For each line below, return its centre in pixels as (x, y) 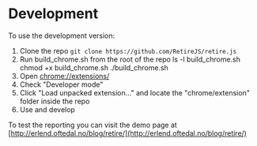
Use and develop (47, 109)
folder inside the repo (55, 101)
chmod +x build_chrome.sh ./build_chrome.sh (94, 67)
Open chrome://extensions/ (64, 76)
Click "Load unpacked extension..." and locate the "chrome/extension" (135, 92)
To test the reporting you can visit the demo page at (93, 125)
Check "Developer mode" (61, 84)
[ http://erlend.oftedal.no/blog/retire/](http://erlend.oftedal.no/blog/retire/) (128, 133)
